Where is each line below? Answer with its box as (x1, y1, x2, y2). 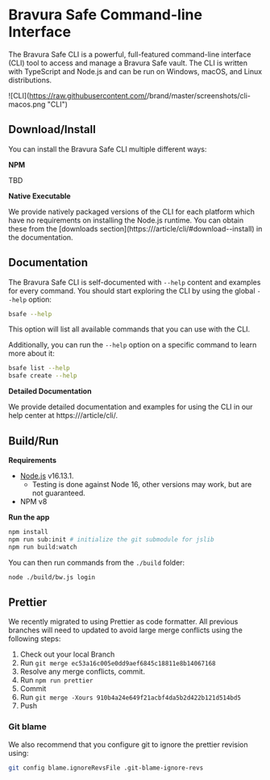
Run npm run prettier (19, 675, 93, 685)
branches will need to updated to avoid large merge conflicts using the (8, 625, 243, 635)
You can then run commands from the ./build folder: (8, 557, 185, 567)
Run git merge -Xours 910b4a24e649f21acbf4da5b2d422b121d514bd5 (19, 692, 242, 703)
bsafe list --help (8, 365, 70, 373)
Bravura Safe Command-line (8, 6, 203, 24)
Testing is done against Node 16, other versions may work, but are (31, 480, 252, 489)
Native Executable (8, 191, 71, 201)
